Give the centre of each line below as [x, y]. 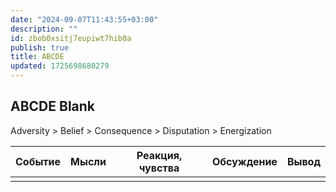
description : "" [44, 29]
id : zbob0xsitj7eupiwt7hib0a [71, 38]
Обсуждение [245, 161]
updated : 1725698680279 [60, 66]
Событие [38, 161]
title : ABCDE [37, 57]
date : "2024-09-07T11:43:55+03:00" [84, 19]
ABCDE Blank [53, 106]
